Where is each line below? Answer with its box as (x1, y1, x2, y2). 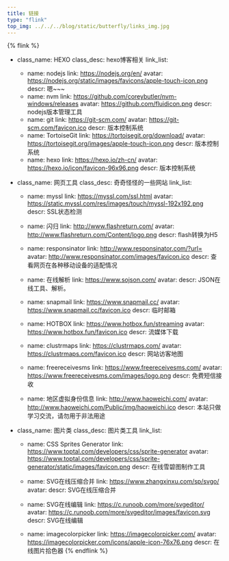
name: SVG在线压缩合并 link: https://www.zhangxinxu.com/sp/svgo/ (27, 477, 219, 486)
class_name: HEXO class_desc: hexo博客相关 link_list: (16, 55, 169, 64)
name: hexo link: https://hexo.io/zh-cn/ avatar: (27, 155, 158, 164)
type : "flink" (7, 16, 48, 23)
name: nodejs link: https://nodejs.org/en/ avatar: (27, 69, 163, 77)
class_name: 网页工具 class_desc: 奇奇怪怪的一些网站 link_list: (16, 179, 192, 187)
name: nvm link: (27, 92, 72, 101)
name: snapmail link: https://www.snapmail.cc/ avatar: (27, 298, 180, 306)
